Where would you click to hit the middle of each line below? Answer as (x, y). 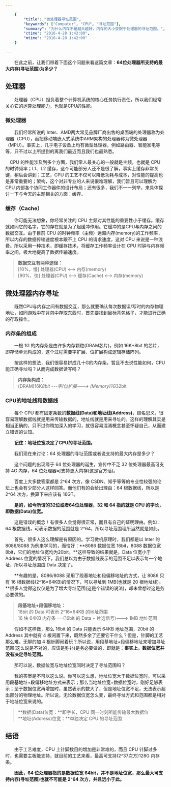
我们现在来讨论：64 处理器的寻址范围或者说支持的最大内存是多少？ (84, 453)
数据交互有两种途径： (40, 263)
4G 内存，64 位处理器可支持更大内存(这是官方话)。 (64, 470)
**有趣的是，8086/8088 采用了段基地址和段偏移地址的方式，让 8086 (86, 576)
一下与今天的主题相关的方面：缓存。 (47, 194)
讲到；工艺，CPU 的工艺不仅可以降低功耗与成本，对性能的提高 (93, 175)
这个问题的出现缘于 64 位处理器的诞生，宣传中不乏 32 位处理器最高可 (87, 464)
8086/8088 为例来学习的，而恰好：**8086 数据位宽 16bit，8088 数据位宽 (83, 546)
